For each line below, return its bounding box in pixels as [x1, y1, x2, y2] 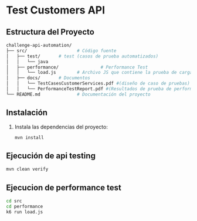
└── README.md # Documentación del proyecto [6, 91, 151, 97]
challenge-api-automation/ [6, 42, 72, 48]
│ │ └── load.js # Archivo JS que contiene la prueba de [6, 70, 177, 76]
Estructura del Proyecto [6, 27, 95, 37]
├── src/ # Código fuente [6, 47, 117, 53]
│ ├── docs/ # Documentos [6, 75, 91, 81]
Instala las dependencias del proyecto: [14, 123, 108, 130]
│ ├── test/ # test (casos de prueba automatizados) [6, 53, 159, 59]
